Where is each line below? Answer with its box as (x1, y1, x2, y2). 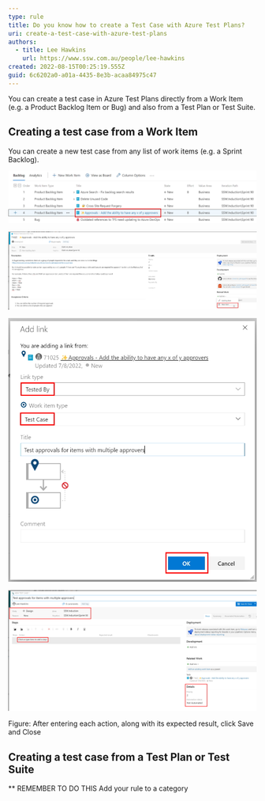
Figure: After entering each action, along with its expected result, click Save (8, 719, 254, 728)
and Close (8, 727, 42, 737)
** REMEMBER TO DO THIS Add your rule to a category (8, 784, 188, 793)
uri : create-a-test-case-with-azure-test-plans (8, 29, 168, 37)
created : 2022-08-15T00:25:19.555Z (8, 63, 125, 71)
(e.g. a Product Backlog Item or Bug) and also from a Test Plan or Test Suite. (8, 102, 256, 112)
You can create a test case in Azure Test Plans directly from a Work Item (8, 93, 244, 103)
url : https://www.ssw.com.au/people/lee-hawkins (22, 55, 185, 63)
